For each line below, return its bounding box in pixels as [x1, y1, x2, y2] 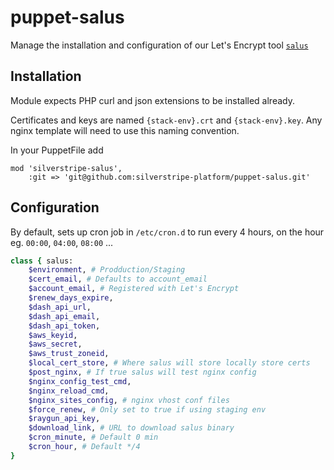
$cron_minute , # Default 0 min [28, 432, 159, 443]
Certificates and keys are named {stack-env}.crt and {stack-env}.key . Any [10, 114, 323, 126]
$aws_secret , [28, 339, 83, 350]
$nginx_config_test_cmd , [28, 376, 132, 386]
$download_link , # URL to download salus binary [28, 423, 235, 433]
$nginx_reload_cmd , [28, 386, 110, 396]
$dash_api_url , [28, 302, 92, 312]
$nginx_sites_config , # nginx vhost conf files [28, 395, 230, 405]
